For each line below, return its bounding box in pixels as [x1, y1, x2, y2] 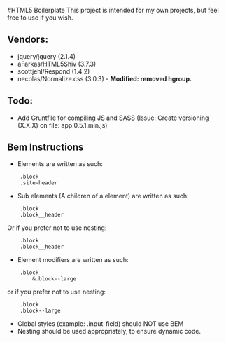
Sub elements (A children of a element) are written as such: [17, 192, 189, 200]
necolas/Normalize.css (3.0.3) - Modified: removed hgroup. [17, 74, 192, 83]
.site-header [20, 179, 58, 186]
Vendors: [7, 34, 49, 46]
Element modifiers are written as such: [17, 256, 129, 264]
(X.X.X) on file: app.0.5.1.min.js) [17, 121, 108, 129]
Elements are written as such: [17, 160, 104, 168]
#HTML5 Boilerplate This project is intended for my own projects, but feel [7, 6, 219, 14]
